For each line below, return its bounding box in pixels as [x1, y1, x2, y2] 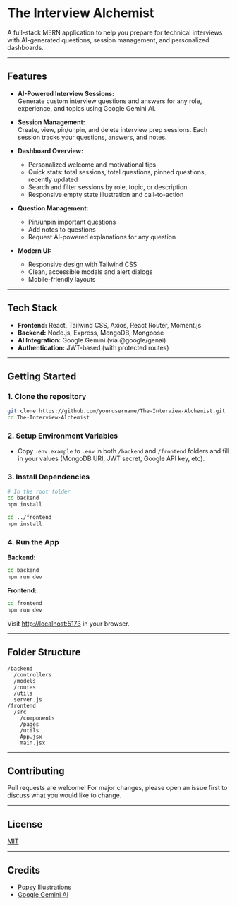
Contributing [7, 765, 65, 777]
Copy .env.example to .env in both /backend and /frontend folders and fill [17, 447, 230, 455]
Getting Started [7, 370, 77, 382]
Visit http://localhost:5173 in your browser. [7, 619, 130, 628]
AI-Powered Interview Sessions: [17, 89, 115, 97]
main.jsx [20, 739, 46, 746]
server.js [13, 696, 42, 703]
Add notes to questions [28, 225, 97, 234]
